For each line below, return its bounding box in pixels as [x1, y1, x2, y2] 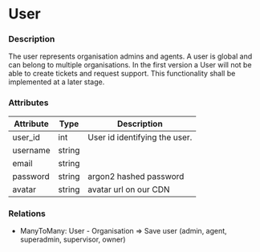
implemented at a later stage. [8, 77, 105, 87]
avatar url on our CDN [87, 184, 170, 195]
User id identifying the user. [87, 132, 193, 143]
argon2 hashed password [87, 170, 185, 181]
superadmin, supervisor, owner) [19, 234, 126, 245]
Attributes [8, 97, 49, 108]
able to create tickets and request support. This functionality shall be [8, 69, 236, 79]
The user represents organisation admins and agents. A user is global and [8, 51, 253, 61]
